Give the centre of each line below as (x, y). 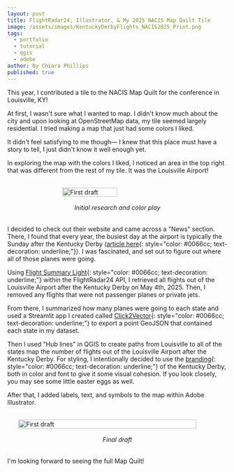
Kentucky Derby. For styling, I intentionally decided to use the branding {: (112, 359)
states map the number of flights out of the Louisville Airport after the (107, 352)
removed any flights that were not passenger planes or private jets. (104, 294)
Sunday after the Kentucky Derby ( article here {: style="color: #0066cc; (110, 244)
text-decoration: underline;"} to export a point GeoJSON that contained (110, 323)
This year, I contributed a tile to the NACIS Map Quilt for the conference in (114, 92)
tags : (15, 33)
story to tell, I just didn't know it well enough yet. (77, 149)
